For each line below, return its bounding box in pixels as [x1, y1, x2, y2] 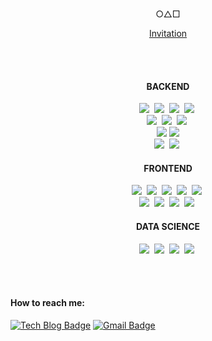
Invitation [148, 28, 188, 39]
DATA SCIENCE [135, 221, 201, 232]
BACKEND [146, 80, 190, 92]
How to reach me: [10, 297, 85, 309]
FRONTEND [143, 162, 193, 174]
